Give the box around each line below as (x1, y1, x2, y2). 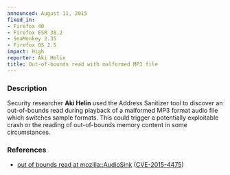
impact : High (7, 49, 45, 55)
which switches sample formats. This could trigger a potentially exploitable (7, 113, 219, 122)
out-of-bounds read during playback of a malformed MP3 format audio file (7, 106, 218, 114)
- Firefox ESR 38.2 (7, 29, 63, 36)
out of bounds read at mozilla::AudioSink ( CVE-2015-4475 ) (16, 161, 184, 169)
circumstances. (7, 128, 51, 136)
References (7, 145, 47, 154)
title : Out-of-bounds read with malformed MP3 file (7, 61, 158, 68)
